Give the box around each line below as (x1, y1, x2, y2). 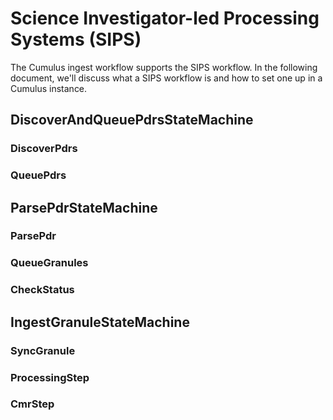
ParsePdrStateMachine (10, 199, 158, 216)
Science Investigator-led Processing (10, 7, 320, 30)
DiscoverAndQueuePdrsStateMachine (10, 112, 254, 129)
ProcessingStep (10, 370, 90, 384)
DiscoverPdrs (10, 142, 78, 156)
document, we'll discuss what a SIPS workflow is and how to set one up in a (10, 72, 323, 84)
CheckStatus (10, 283, 75, 297)
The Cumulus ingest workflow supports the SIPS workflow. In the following (10, 61, 318, 73)
